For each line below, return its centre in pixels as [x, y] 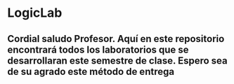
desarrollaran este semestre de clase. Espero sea [117, 61]
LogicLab [35, 13]
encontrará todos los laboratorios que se [98, 49]
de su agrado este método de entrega [91, 71]
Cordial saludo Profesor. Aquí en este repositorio [116, 39]
